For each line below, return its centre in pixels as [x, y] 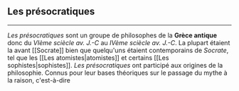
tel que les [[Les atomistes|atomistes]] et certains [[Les [88, 57]
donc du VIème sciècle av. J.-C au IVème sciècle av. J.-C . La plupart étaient [119, 42]
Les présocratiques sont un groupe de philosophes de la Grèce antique [112, 35]
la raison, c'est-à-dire [39, 80]
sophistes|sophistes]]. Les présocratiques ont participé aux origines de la [115, 65]
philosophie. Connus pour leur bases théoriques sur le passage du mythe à [117, 73]
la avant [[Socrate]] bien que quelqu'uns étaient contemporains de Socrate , [118, 50]
